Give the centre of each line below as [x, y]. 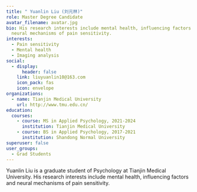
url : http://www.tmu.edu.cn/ [52, 105]
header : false [39, 72]
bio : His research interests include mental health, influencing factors [99, 28]
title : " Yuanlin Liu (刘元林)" [45, 11]
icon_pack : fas [35, 83]
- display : [25, 66]
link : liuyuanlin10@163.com [51, 77]
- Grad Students [31, 154]
